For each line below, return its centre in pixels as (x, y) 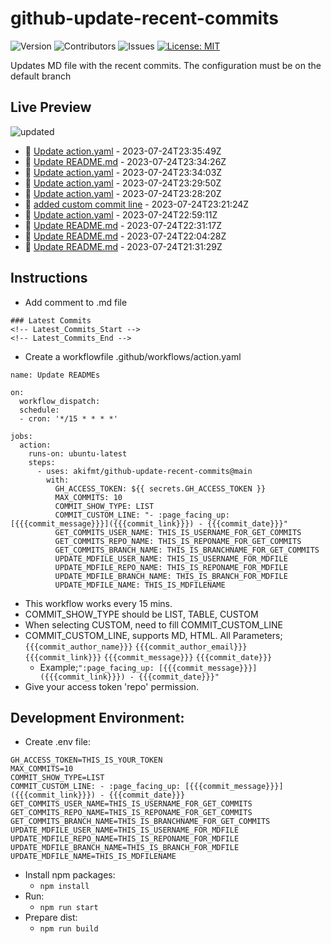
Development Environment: (97, 717)
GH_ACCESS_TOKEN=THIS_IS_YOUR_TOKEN (86, 760)
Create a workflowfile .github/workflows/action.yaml (133, 356)
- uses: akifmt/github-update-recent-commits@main (144, 471)
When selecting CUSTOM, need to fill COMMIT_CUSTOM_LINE (153, 624)
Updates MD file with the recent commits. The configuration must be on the (166, 65)
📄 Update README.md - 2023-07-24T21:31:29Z (123, 246)
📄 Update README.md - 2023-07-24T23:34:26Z (125, 161)
